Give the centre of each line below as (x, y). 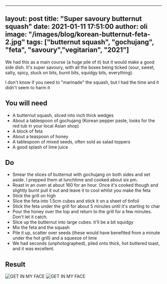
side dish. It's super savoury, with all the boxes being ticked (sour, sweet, (80, 67)
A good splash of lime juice (40, 147)
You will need (26, 103)
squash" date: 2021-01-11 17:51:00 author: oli (77, 27)
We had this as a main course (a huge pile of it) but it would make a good (80, 62)
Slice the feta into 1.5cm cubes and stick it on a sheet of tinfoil (76, 201)
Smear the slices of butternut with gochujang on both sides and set (81, 174)
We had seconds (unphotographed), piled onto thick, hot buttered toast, (86, 243)
